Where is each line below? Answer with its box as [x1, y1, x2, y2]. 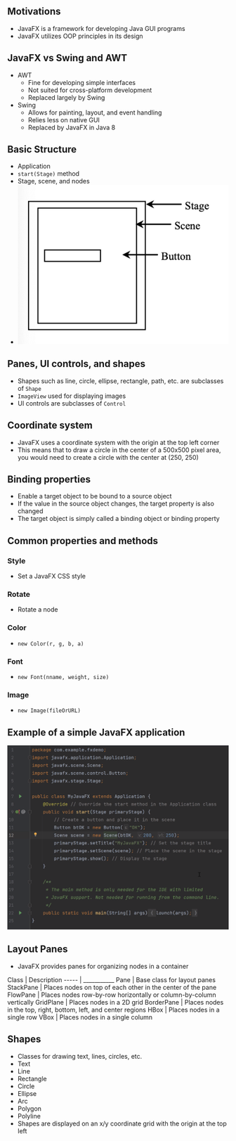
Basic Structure [7, 143, 77, 155]
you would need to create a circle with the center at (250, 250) [17, 453, 199, 461]
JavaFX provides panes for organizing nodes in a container [17, 962, 189, 970]
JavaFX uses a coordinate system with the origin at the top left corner [17, 438, 220, 446]
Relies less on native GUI [27, 115, 100, 124]
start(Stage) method [17, 169, 79, 178]
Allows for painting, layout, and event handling [27, 108, 162, 117]
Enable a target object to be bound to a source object [17, 492, 172, 501]
